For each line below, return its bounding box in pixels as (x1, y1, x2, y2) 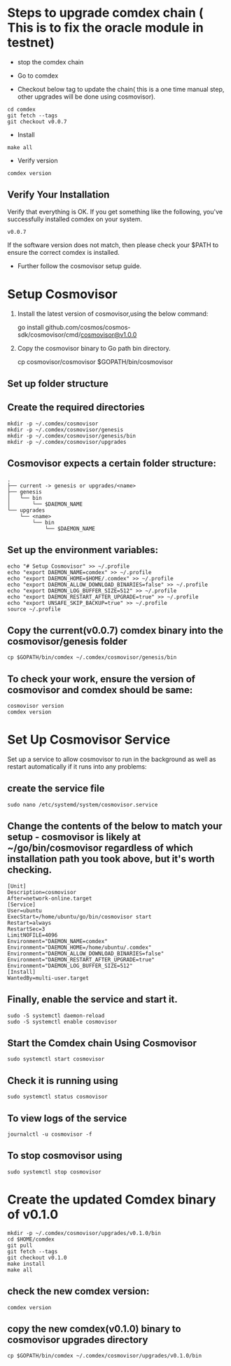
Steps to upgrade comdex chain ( (7, 5, 204, 21)
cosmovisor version (7, 702, 64, 710)
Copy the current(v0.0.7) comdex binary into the (7, 625, 224, 636)
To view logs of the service (7, 1112, 127, 1124)
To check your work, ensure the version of (7, 673, 196, 685)
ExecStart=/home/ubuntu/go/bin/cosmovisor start (7, 913, 152, 920)
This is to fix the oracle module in (7, 20, 204, 36)
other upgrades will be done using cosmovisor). (17, 92, 156, 101)
